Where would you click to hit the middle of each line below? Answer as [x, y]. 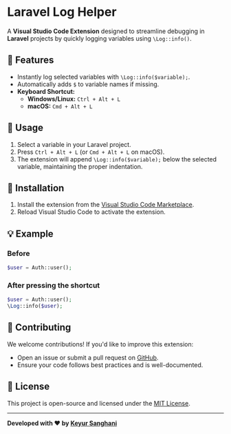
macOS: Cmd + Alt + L [60, 106]
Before [19, 253]
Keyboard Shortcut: [46, 91]
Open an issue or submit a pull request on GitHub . [88, 357]
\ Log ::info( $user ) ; [35, 306]
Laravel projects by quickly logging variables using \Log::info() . [99, 38]
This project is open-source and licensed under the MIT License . [99, 403]
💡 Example [30, 234]
